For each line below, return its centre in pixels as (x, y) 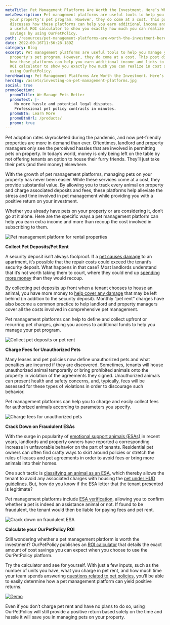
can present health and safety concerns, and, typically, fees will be (75, 381)
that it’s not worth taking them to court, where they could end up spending (83, 272)
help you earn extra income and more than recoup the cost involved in (78, 221)
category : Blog (21, 48)
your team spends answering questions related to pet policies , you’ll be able (85, 576)
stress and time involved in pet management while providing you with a (79, 196)
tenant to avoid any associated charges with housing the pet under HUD (80, 478)
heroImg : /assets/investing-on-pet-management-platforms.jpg (71, 81)
